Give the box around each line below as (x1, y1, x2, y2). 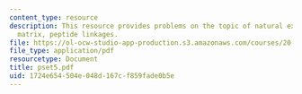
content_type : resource (9, 13, 99, 22)
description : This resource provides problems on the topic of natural (9, 21, 283, 30)
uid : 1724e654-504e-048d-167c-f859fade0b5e (9, 72, 175, 81)
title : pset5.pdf (9, 64, 75, 73)
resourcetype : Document (9, 55, 99, 64)
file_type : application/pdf (9, 47, 115, 56)
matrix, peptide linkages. (17, 30, 119, 38)
